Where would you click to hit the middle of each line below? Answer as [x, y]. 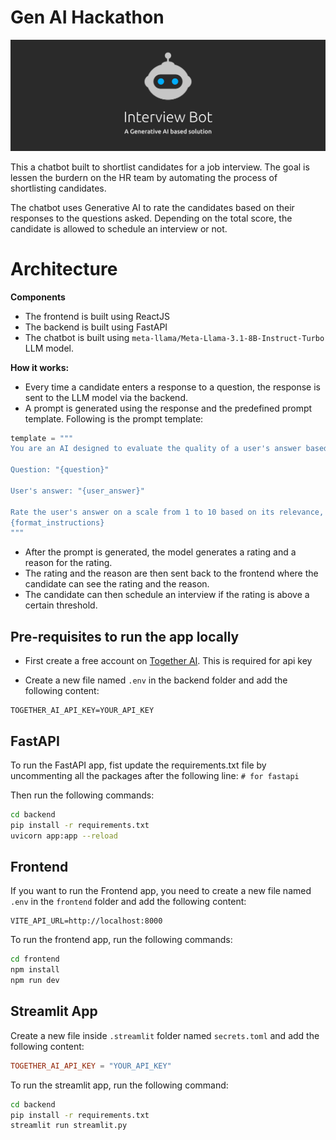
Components [38, 297]
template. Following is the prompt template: [114, 418]
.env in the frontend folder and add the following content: [128, 902]
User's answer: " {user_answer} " [77, 491]
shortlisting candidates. [58, 188]
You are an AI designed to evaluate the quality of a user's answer [156, 449]
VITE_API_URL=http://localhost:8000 [86, 921]
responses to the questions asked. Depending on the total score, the [151, 218]
